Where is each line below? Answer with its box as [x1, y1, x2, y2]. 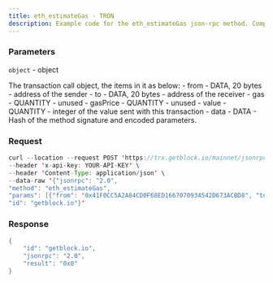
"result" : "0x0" [23, 259, 79, 268]
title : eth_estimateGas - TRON [8, 11, 115, 20]
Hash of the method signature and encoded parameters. [8, 115, 197, 124]
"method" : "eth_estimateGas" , [8, 184, 111, 192]
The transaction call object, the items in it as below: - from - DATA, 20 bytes [8, 81, 262, 90]
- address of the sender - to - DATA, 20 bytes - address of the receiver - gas [8, 89, 265, 98]
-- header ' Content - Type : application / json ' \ [8, 168, 165, 177]
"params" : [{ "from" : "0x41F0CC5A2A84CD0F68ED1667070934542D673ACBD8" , [8, 192, 253, 200]
